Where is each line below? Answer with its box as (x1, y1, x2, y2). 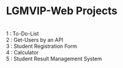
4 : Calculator (6, 48, 39, 56)
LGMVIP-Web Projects (6, 4, 118, 18)
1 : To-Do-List (6, 30, 39, 37)
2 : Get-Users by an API (6, 36, 64, 43)
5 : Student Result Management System (6, 55, 102, 62)
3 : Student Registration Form (6, 43, 78, 50)
